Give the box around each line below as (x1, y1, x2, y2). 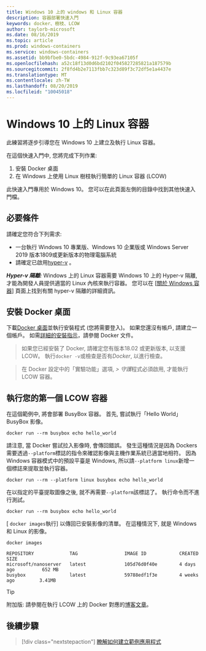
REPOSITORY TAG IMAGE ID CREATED (6, 550, 199, 557)
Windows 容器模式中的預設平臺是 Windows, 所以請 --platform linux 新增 (6, 457, 189, 464)
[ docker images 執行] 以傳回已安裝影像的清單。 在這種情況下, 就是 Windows (6, 520, 197, 528)
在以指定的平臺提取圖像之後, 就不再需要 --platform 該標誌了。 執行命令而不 (6, 488, 194, 496)
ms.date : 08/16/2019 (6, 32, 59, 38)
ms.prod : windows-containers (6, 44, 81, 50)
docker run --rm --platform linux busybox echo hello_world (6, 477, 164, 483)
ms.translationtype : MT (6, 72, 67, 78)
